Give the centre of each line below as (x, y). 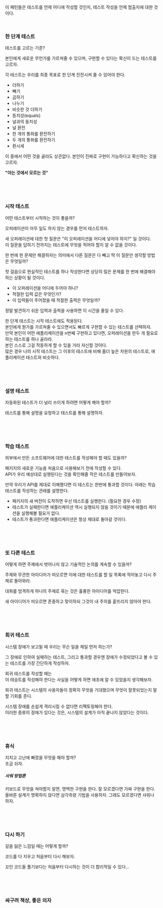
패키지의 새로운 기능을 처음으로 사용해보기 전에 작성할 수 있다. (63, 468)
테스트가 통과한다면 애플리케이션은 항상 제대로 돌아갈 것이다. (69, 519)
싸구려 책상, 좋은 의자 (28, 901)
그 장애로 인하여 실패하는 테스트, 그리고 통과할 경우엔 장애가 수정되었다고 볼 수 (79, 657)
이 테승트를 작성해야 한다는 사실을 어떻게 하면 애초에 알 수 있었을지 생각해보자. (79, 679)
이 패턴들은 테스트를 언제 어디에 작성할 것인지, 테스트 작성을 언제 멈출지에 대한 (79, 7)
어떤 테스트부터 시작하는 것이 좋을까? (40, 218)
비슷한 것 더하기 (27, 110)
